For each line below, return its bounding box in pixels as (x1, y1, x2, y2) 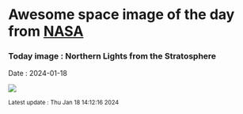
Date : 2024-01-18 (8, 69, 67, 78)
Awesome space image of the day (8, 6, 235, 24)
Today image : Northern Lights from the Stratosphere (8, 51, 216, 62)
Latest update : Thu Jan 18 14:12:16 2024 (8, 99, 120, 107)
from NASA (8, 22, 84, 40)
